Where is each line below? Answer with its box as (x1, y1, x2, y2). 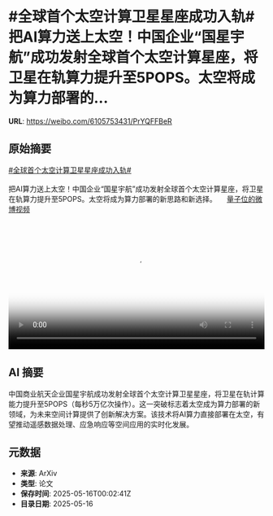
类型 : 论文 (19, 479, 54, 488)
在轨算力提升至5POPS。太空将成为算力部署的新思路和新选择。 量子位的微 (8, 194, 262, 203)
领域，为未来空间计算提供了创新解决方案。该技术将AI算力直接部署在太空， (8, 409, 258, 419)
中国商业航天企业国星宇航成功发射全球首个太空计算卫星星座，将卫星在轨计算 (8, 388, 265, 399)
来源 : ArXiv (19, 469, 58, 479)
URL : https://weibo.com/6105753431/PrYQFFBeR (8, 116, 172, 126)
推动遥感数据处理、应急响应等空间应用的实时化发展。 (15, 419, 193, 429)
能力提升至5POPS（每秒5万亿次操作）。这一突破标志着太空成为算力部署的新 (8, 399, 261, 409)
